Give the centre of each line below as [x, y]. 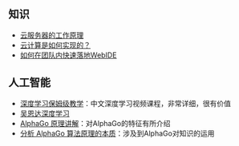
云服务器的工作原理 [52, 35]
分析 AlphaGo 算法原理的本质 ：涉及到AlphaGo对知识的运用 [117, 133]
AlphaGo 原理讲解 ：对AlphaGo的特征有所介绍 [95, 123]
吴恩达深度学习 [45, 113]
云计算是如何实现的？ [55, 45]
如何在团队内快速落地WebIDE [68, 55]
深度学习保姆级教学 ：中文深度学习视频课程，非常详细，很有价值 [125, 103]
